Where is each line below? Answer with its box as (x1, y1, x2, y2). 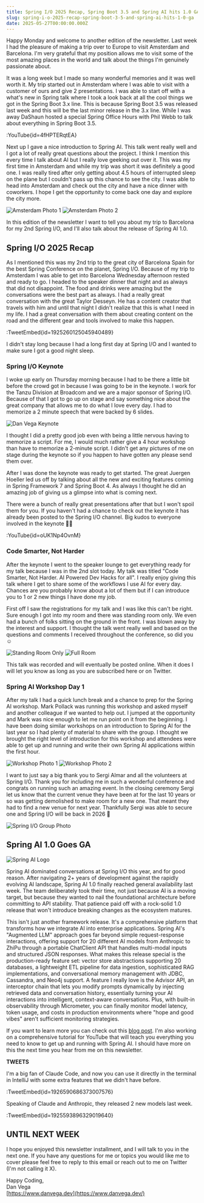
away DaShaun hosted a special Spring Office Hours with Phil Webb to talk (6, 113, 193, 120)
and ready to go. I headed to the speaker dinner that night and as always (6, 278, 188, 286)
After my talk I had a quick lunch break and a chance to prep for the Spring (6, 696, 193, 704)
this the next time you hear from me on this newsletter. (6, 1046, 143, 1053)
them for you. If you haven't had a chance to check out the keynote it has (6, 507, 189, 515)
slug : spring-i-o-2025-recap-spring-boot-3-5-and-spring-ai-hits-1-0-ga (6, 15, 194, 21)
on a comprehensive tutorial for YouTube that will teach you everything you (6, 1033, 194, 1041)
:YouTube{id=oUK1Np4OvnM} (6, 532, 81, 539)
